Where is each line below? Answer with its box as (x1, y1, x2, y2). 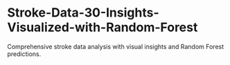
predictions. (7, 50, 42, 58)
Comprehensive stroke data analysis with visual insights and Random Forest (7, 42, 224, 50)
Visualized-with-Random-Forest (7, 19, 198, 35)
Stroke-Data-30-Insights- (7, 5, 159, 21)
